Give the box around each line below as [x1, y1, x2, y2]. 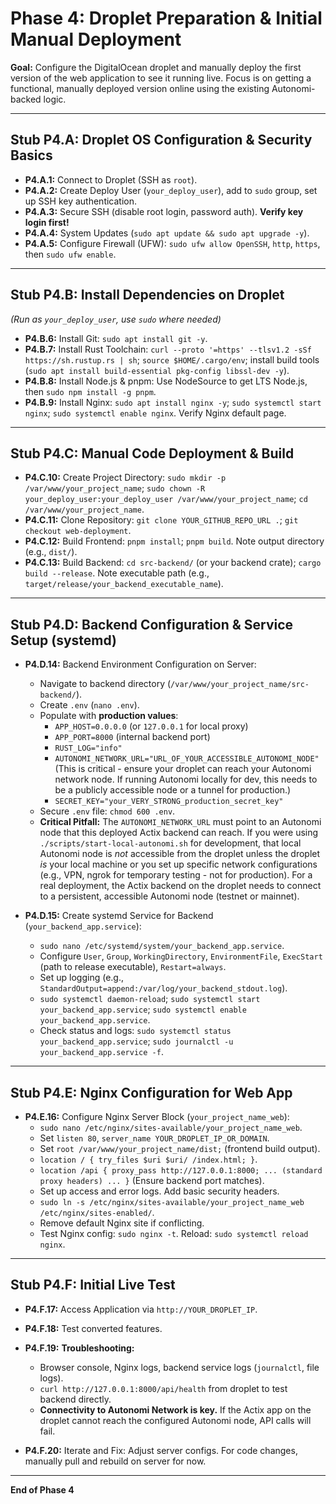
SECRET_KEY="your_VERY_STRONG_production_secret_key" [54, 797, 284, 807]
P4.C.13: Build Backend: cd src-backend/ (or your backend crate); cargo [24, 557, 322, 569]
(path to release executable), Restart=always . [39, 961, 227, 973]
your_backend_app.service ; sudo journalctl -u [39, 1035, 234, 1047]
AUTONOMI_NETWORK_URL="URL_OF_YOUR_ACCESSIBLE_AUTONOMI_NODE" [54, 754, 320, 764]
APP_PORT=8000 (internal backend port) [54, 731, 211, 743]
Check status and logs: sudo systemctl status [39, 1025, 232, 1037]
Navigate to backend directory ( [39, 678, 172, 690]
